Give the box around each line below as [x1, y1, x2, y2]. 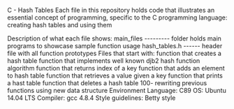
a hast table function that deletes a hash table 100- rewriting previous [7, 79, 207, 87]
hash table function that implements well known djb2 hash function [7, 57, 200, 65]
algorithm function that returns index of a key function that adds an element [7, 64, 225, 72]
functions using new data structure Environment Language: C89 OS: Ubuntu [7, 87, 227, 94]
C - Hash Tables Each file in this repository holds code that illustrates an [7, 6, 215, 14]
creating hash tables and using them [7, 21, 112, 29]
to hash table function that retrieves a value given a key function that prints [7, 71, 224, 80]
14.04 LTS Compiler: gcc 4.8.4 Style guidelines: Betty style [7, 94, 176, 102]
